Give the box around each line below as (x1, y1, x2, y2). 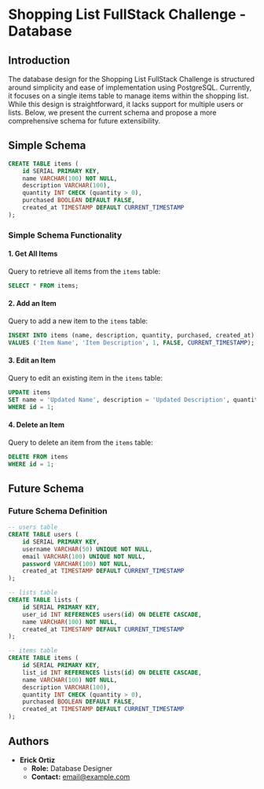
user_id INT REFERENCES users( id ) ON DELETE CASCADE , (22, 610, 202, 618)
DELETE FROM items (8, 452, 68, 461)
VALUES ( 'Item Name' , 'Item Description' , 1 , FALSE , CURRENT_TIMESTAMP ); (8, 338, 255, 347)
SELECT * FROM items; (8, 282, 79, 289)
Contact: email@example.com (31, 772, 130, 781)
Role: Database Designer (31, 763, 112, 772)
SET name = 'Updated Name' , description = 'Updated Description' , (8, 396, 230, 404)
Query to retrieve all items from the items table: (8, 266, 161, 276)
